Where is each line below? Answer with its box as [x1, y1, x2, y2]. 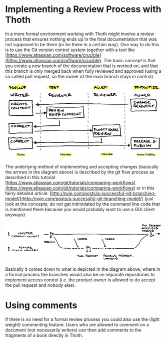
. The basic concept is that [100, 57, 156, 63]
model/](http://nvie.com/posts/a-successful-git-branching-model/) [5, 196, 143, 202]
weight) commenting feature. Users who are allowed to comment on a [5, 322, 149, 328]
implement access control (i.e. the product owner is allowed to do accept [5, 277, 156, 283]
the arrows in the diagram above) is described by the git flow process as [5, 169, 154, 175]
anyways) [5, 212, 25, 218]
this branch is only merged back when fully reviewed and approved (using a [5, 68, 161, 74]
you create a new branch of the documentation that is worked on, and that [5, 63, 158, 69]
